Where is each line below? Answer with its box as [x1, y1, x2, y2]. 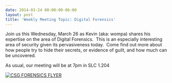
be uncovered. [5, 52, 36, 59]
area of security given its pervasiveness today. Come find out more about [5, 42, 162, 48]
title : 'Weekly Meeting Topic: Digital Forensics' [5, 17, 116, 22]
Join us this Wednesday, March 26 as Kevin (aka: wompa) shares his [5, 31, 150, 37]
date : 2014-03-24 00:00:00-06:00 [5, 7, 77, 13]
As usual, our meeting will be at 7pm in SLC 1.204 [5, 62, 110, 69]
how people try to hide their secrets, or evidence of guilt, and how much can [5, 47, 167, 53]
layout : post [5, 12, 33, 17]
